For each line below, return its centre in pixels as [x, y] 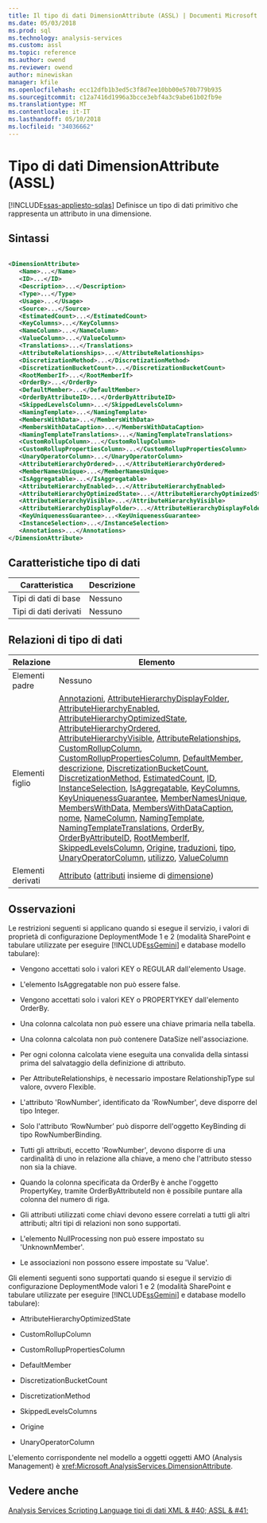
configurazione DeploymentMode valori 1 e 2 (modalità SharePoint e [120, 1287]
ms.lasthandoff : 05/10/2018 [55, 119]
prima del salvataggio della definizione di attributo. [103, 1063]
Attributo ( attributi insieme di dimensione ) [136, 876]
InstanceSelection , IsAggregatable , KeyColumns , [149, 788]
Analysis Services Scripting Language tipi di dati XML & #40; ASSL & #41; [128, 1510]
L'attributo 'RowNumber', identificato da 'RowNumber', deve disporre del [138, 1103]
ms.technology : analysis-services [66, 38]
